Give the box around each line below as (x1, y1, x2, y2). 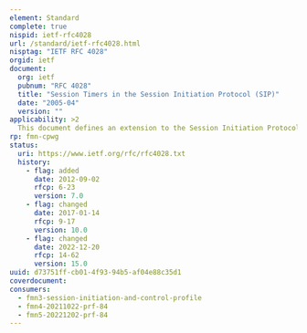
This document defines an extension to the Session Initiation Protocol (17, 124, 301, 133)
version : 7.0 (33, 192, 84, 201)
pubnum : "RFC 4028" (17, 81, 92, 90)
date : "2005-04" (17, 98, 79, 108)
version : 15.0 (33, 259, 89, 269)
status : (9, 140, 39, 150)
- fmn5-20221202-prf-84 (17, 310, 108, 319)
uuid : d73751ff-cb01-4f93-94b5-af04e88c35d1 (9, 268, 182, 277)
